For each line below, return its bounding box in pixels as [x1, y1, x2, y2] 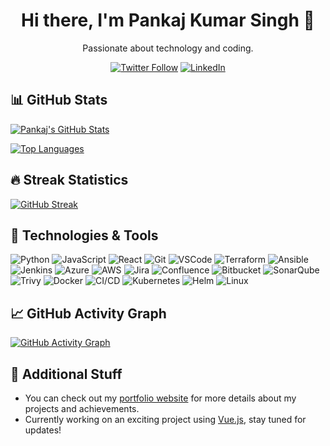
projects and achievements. [24, 403, 140, 414]
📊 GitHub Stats [10, 92, 108, 109]
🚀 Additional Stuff [10, 365, 123, 383]
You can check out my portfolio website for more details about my [24, 392, 297, 404]
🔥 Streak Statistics [10, 172, 129, 189]
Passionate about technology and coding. [82, 42, 254, 54]
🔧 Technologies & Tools [10, 227, 159, 244]
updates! [24, 424, 62, 436]
